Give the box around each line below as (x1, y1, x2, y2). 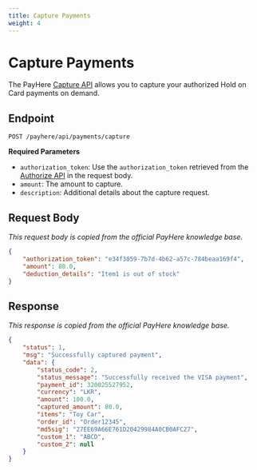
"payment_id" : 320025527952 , (37, 380, 134, 388)
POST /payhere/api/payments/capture (8, 133, 130, 141)
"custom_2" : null (37, 440, 94, 448)
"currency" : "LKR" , (37, 388, 102, 396)
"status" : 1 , (22, 344, 66, 352)
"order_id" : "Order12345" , (37, 417, 127, 426)
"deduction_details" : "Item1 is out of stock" (22, 269, 180, 278)
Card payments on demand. (8, 89, 100, 98)
